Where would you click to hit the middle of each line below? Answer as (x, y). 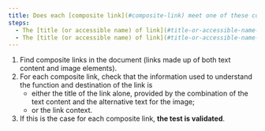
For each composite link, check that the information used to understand (136, 77)
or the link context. (62, 110)
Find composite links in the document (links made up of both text (125, 60)
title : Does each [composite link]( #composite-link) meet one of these (128, 15)
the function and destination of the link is (86, 85)
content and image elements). (68, 69)
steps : (19, 23)
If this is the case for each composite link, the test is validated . (122, 118)
